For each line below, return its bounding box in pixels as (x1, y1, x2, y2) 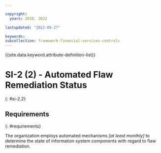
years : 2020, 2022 (9, 16, 48, 21)
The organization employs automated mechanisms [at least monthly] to (5, 132, 150, 138)
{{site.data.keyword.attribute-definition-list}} (5, 52, 96, 58)
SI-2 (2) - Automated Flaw (5, 69, 113, 80)
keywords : (5, 34, 26, 39)
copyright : (5, 11, 28, 16)
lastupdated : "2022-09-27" (5, 25, 61, 30)
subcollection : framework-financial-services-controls (5, 38, 120, 43)
